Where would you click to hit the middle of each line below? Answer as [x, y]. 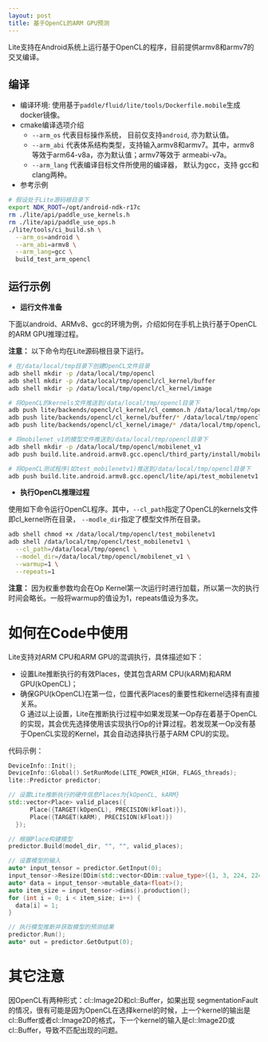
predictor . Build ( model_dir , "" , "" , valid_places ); [96, 846]
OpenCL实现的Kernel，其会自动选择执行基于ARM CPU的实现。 [130, 733]
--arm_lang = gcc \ [44, 252]
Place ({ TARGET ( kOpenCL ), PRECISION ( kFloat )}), [108, 810]
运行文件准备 [41, 307]
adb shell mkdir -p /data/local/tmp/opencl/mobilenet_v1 [105, 447]
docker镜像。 [42, 115]
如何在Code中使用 [69, 633]
